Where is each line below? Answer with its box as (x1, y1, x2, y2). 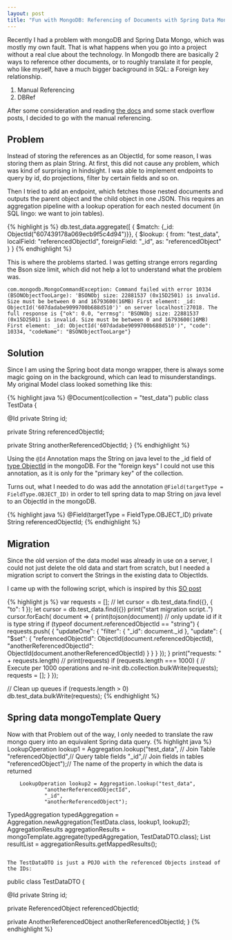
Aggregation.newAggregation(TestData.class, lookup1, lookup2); (7, 818, 191, 826)
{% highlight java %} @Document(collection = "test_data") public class (7, 394, 209, 402)
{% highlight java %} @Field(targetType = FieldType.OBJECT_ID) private (7, 510, 213, 519)
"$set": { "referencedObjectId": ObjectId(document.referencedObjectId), (7, 634, 214, 642)
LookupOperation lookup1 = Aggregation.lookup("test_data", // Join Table (7, 745, 216, 753)
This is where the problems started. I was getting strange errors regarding (7, 258, 217, 267)
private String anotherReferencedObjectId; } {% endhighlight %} (7, 441, 190, 450)
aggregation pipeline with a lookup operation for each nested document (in (7, 202, 220, 211)
